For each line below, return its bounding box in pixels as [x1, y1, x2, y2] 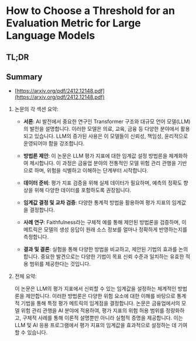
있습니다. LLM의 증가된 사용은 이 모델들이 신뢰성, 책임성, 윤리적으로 [34, 133, 188, 140]
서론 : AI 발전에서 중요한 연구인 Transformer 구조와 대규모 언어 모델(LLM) [23, 118, 191, 125]
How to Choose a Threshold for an [6, 4, 176, 18]
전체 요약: [14, 273, 37, 280]
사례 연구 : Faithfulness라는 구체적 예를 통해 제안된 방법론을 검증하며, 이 [23, 219, 187, 226]
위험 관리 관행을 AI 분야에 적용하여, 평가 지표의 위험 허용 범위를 [20, 307, 165, 314]
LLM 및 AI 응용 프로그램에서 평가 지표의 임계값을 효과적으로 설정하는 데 [14, 322, 177, 329]
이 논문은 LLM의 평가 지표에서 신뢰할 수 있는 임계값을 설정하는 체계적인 [14, 285, 177, 293]
